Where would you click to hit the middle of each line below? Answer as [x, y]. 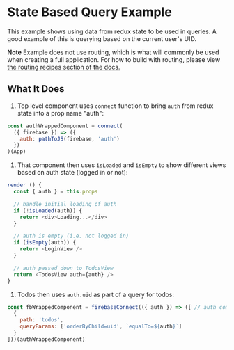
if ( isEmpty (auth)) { [45, 243]
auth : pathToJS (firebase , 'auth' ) [70, 139]
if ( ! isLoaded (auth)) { [48, 210]
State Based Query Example [89, 12]
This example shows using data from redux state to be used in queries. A [112, 31]
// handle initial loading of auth [65, 204]
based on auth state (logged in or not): [72, 173]
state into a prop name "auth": [61, 113]
